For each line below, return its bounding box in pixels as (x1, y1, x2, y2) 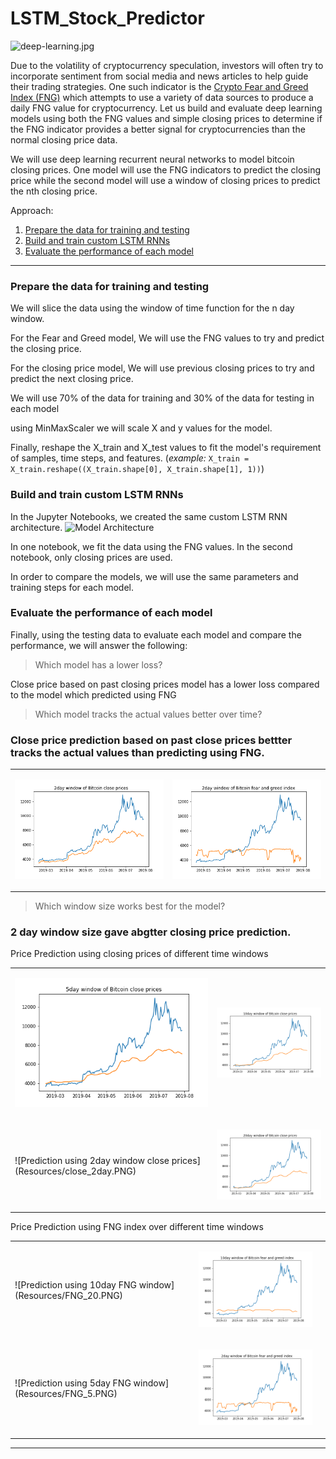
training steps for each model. (10, 581, 135, 593)
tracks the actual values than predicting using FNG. (10, 745, 265, 759)
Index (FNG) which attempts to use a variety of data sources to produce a (10, 91, 314, 103)
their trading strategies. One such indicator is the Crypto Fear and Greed (10, 80, 309, 92)
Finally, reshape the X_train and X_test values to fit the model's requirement (10, 442, 322, 454)
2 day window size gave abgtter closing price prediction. (10, 925, 292, 939)
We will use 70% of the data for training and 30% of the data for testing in (10, 392, 315, 404)
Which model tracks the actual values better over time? (34, 708, 263, 720)
